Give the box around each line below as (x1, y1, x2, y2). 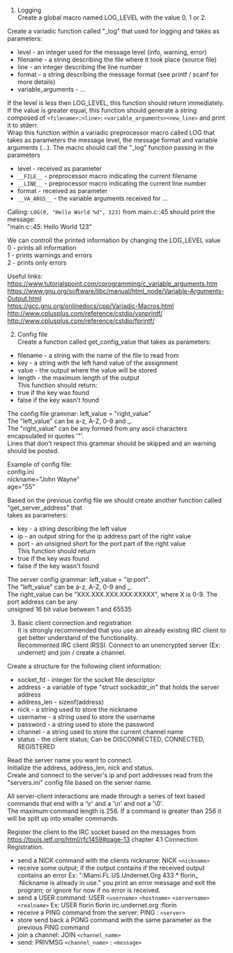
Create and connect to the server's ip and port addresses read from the (7, 771, 213, 779)
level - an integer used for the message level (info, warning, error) (17, 48, 207, 56)
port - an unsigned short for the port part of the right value (17, 539, 186, 548)
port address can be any (7, 598, 78, 606)
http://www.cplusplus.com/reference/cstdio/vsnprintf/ (7, 309, 163, 317)
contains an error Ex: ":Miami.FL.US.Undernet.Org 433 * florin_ (17, 871, 199, 879)
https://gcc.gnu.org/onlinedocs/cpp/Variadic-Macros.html (7, 302, 174, 310)
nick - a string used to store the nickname (17, 705, 138, 714)
